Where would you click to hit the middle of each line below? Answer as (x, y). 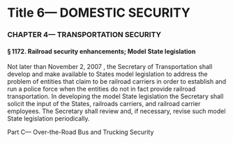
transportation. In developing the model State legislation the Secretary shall (115, 96)
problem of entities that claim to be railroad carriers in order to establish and (117, 82)
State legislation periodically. (48, 119)
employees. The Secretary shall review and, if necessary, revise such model (116, 111)
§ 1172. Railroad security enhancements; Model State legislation (102, 51)
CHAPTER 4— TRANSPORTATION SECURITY (84, 35)
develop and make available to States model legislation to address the (107, 74)
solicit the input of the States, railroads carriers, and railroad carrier (104, 104)
